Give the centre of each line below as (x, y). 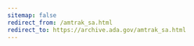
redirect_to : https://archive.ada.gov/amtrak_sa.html (97, 30)
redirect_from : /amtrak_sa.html (60, 23)
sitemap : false (32, 15)
